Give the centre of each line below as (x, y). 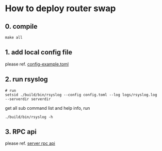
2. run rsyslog (26, 79)
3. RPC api (21, 132)
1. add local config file (39, 52)
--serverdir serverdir (28, 99)
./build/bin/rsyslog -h (29, 117)
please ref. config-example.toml (37, 64)
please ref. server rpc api (30, 143)
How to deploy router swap (60, 8)
